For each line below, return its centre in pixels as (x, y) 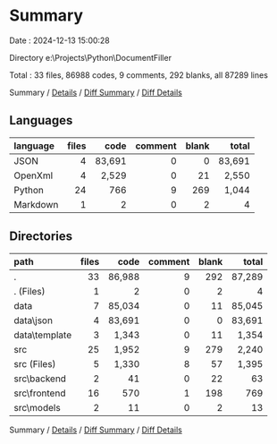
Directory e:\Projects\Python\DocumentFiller (91, 57)
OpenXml (34, 175)
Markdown (36, 204)
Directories (41, 237)
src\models (37, 407)
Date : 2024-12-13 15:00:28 (59, 40)
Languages (41, 120)
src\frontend (40, 393)
